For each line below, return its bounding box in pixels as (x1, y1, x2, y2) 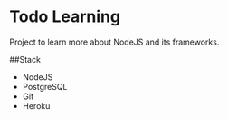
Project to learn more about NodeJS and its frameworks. (9, 36, 220, 47)
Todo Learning (9, 6, 120, 27)
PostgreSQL (22, 81, 68, 92)
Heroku (22, 100, 51, 111)
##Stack (9, 54, 41, 64)
